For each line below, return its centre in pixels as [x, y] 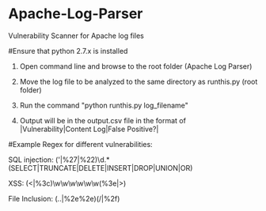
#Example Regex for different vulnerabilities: [80, 144]
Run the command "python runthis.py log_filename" [104, 105]
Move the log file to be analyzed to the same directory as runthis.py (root [139, 81]
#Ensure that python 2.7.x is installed [68, 51]
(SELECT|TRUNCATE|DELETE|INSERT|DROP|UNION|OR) [101, 168]
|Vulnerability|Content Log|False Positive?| [89, 129]
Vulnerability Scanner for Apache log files [76, 36]
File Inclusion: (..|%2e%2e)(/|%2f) [64, 198]
